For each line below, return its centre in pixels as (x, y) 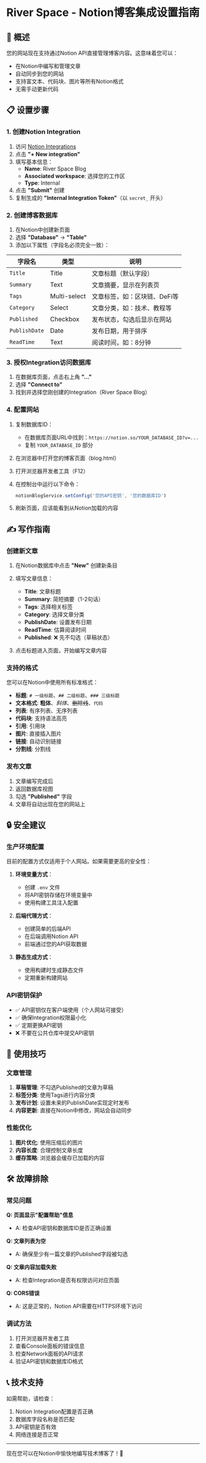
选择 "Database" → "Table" (51, 237)
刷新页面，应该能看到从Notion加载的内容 (67, 508)
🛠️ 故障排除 (28, 1179)
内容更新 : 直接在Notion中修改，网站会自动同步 (74, 1110)
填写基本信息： (34, 162)
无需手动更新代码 (37, 89)
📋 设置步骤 (28, 110)
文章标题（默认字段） (122, 273)
